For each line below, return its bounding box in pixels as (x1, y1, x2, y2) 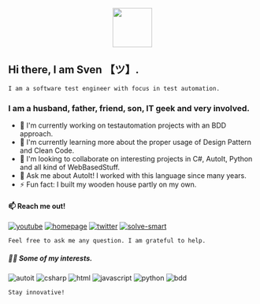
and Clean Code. (19, 146, 75, 155)
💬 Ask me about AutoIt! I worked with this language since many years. (19, 171, 247, 180)
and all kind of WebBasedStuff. (19, 162, 121, 172)
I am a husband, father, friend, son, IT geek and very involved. (8, 102, 250, 113)
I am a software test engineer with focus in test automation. (8, 84, 221, 92)
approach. (19, 129, 54, 139)
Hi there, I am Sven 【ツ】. (8, 63, 139, 76)
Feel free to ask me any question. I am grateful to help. (8, 237, 206, 245)
